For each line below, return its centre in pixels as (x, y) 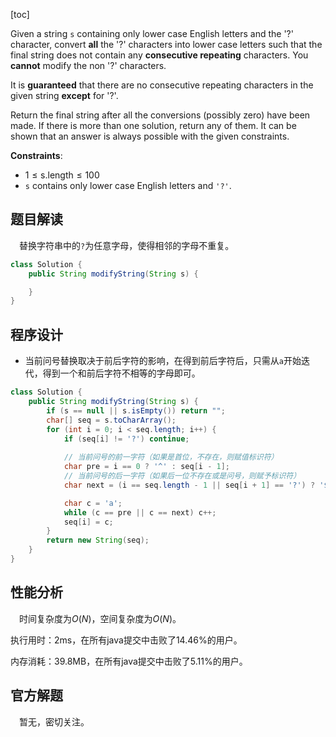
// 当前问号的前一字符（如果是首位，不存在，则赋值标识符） (171, 457)
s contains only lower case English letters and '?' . (128, 185)
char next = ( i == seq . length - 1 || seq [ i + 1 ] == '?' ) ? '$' (198, 485)
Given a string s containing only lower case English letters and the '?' (152, 33)
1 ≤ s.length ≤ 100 (62, 175)
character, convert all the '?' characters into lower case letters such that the (166, 44)
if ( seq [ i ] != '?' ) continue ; (126, 439)
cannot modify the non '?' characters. (88, 65)
